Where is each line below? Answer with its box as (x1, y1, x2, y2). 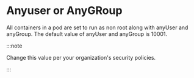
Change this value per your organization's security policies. (6, 54, 156, 61)
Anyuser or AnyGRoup (6, 4, 123, 18)
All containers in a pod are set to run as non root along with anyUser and (6, 24, 189, 31)
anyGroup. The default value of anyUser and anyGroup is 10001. (6, 30, 168, 37)
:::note (6, 42, 23, 49)
